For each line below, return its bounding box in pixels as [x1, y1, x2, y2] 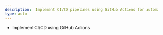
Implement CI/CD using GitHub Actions [12, 24, 90, 30]
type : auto [5, 12, 27, 16]
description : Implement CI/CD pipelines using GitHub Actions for [5, 7, 145, 12]
